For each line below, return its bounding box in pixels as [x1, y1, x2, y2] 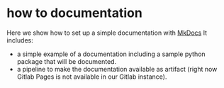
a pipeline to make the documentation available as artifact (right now [16, 65, 218, 73]
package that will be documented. [16, 57, 117, 65]
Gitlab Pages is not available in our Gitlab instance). [16, 72, 167, 81]
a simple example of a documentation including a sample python [16, 50, 206, 58]
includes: [6, 35, 33, 44]
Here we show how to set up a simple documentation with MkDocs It [6, 28, 207, 37]
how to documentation [6, 5, 142, 21]
